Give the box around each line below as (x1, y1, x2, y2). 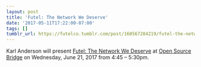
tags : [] (6, 25, 28, 32)
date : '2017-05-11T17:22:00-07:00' (6, 20, 95, 26)
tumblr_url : (6, 31, 36, 37)
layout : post (6, 8, 39, 15)
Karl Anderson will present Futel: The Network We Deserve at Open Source (6, 47, 191, 54)
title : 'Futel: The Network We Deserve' (6, 14, 109, 20)
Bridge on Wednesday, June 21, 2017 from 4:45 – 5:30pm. (6, 54, 150, 61)
